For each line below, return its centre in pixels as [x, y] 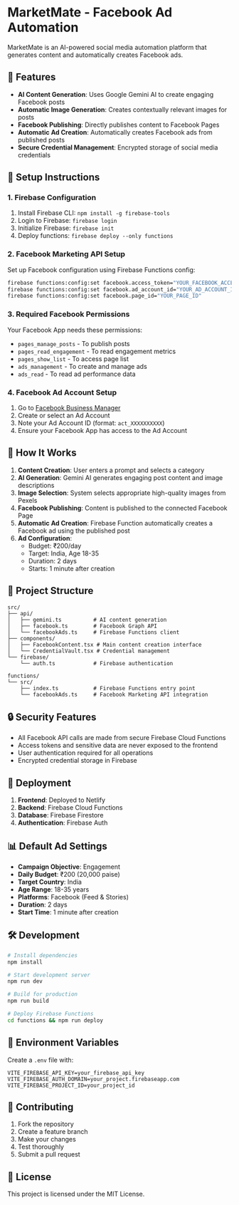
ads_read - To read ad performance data [77, 374]
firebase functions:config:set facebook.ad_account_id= [92, 289]
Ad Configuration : [45, 538]
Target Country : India [49, 882]
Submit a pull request [49, 1154]
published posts [41, 140]
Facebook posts [41, 102]
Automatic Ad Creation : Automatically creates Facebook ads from [115, 132]
